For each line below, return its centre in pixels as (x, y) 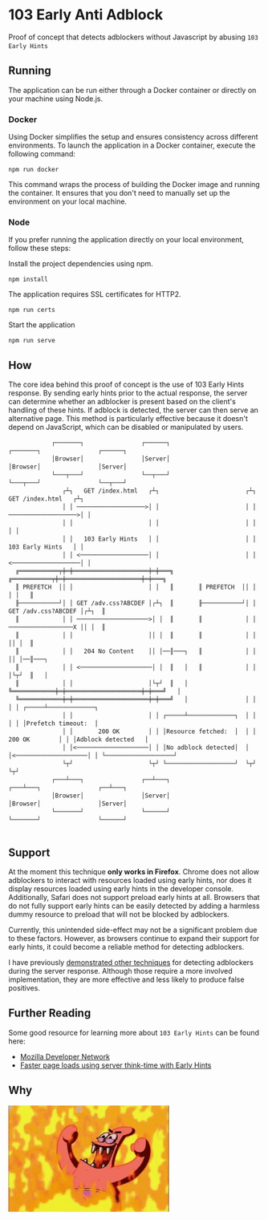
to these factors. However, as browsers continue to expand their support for (134, 938)
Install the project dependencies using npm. (81, 264)
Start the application (42, 325)
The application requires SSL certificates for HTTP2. (95, 294)
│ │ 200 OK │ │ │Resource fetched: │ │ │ (159, 732)
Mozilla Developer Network (65, 1056)
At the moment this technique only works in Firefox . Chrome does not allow (134, 871)
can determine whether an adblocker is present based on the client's (122, 402)
